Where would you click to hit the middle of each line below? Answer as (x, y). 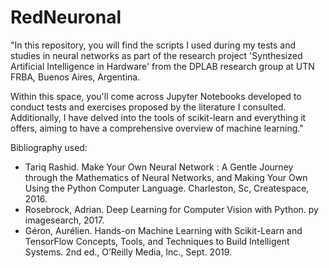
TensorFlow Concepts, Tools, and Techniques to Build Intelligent (157, 241)
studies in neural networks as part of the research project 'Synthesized (156, 55)
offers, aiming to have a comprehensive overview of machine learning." (157, 128)
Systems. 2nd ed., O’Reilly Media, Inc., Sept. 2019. (128, 252)
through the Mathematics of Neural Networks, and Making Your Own (166, 177)
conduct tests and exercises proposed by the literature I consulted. (148, 107)
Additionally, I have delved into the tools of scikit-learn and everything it (158, 117)
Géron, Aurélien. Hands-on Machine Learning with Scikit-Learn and (163, 230)
